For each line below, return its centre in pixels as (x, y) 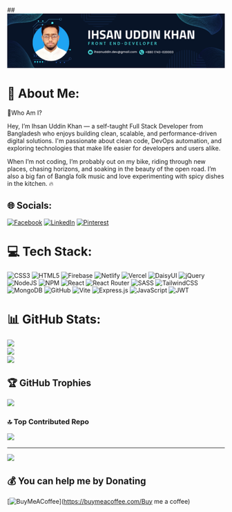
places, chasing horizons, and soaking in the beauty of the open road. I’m (112, 169)
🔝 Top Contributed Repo (48, 422)
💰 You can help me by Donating (77, 481)
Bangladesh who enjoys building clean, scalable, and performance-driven (112, 133)
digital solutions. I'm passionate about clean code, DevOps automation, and (115, 140)
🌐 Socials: (30, 206)
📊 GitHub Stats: (54, 319)
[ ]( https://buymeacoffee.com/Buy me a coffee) (99, 501)
